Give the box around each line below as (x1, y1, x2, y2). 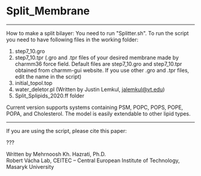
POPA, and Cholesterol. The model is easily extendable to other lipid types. (6, 110, 191, 117)
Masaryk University (6, 163, 54, 170)
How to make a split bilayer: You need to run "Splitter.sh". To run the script (6, 29, 189, 37)
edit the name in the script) (14, 73, 82, 80)
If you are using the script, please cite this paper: (6, 127, 127, 134)
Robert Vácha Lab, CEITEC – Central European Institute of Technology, (6, 157, 180, 164)
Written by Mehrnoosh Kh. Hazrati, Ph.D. (6, 150, 106, 157)
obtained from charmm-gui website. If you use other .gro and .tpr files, (14, 66, 190, 74)
